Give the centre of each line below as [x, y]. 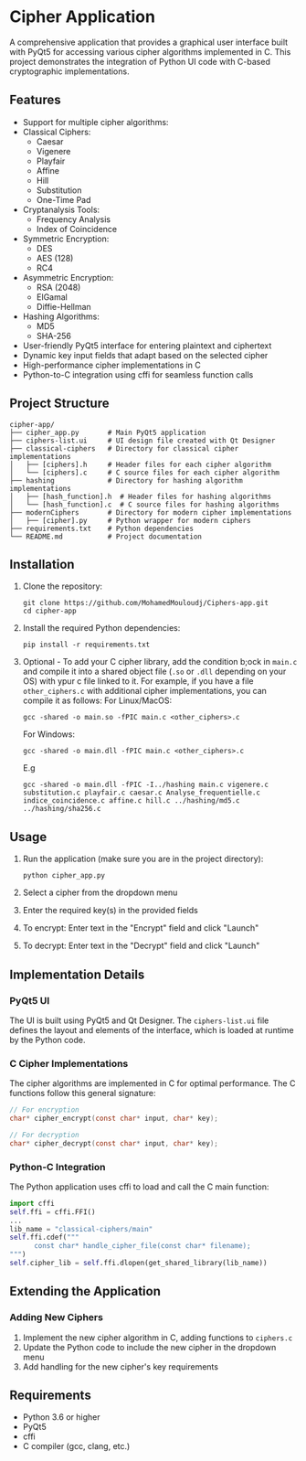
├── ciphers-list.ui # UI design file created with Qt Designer [142, 441]
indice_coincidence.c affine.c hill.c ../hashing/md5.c [131, 801]
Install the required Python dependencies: [101, 628]
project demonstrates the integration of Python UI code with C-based [140, 61]
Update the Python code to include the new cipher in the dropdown [149, 1347]
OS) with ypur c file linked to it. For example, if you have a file [138, 681]
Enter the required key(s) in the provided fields [110, 911]
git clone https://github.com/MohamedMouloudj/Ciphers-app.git [146, 603]
